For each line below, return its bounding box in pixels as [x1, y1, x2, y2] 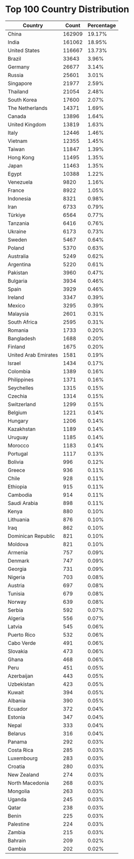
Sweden [8, 236, 27, 243]
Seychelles [8, 384, 34, 391]
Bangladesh [8, 335, 36, 342]
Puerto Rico [8, 631, 36, 638]
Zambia [8, 829, 26, 836]
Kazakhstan [8, 425, 36, 433]
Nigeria [8, 573, 25, 580]
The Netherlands [8, 104, 48, 111]
